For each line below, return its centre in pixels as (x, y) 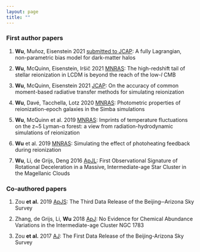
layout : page (22, 12)
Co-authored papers (36, 189)
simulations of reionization (47, 133)
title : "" (19, 17)
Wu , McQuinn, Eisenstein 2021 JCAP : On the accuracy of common (97, 85)
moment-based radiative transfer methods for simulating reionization (99, 92)
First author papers (35, 38)
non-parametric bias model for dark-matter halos (75, 57)
